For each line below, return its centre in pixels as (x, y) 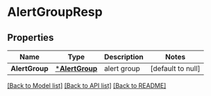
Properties (31, 38)
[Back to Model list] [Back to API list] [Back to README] (87, 86)
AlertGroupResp (55, 12)
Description (124, 57)
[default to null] (175, 68)
